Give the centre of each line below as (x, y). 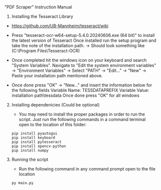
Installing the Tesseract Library (42, 16)
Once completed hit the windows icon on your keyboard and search (79, 60)
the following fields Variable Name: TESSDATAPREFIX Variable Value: (80, 90)
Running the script (30, 159)
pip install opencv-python (39, 146)
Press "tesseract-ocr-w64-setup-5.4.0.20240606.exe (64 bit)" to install (83, 35)
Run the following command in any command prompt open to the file (87, 169)
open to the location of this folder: (52, 124)
